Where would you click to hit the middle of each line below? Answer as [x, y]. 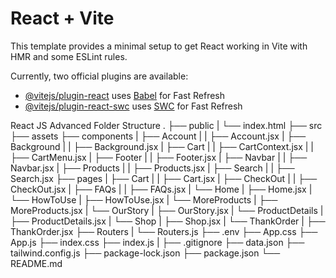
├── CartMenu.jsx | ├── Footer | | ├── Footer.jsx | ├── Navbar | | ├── [159, 157]
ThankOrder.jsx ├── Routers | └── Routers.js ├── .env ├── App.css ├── [164, 231]
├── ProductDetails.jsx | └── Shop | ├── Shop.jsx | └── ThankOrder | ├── [168, 221]
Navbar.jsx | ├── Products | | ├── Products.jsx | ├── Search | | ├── [152, 168]
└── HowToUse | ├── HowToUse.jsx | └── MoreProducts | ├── [144, 199]
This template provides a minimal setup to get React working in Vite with [159, 46]
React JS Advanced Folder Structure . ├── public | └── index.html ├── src [166, 125]
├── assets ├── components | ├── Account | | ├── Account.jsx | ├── [158, 136]
